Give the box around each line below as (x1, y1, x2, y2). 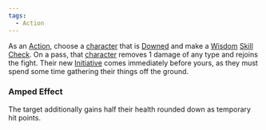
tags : (8, 11, 26, 20)
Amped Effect (8, 86, 63, 97)
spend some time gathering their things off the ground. (8, 66, 189, 76)
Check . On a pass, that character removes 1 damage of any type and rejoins (8, 49, 258, 59)
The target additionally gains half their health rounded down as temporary (8, 104, 252, 114)
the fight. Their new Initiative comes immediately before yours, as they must (8, 57, 258, 68)
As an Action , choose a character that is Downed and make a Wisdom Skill (8, 41, 254, 50)
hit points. (8, 112, 42, 122)
